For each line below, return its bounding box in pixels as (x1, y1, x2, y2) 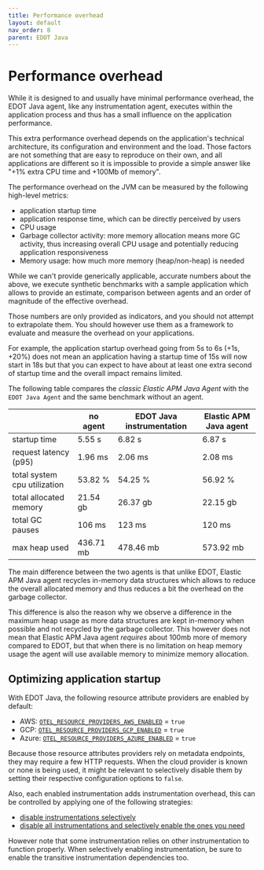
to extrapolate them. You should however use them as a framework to (8, 320, 234, 330)
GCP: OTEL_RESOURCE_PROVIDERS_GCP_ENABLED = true (19, 725, 185, 734)
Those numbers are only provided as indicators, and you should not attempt (8, 312, 254, 321)
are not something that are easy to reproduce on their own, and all (8, 150, 222, 160)
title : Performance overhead (8, 11, 104, 20)
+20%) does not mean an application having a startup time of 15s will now (8, 352, 247, 362)
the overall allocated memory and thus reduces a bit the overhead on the (8, 584, 244, 594)
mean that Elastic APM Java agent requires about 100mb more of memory (8, 632, 247, 642)
